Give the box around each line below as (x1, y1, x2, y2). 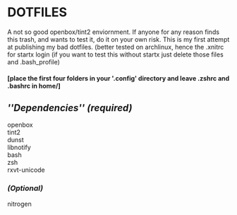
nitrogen (7, 199, 32, 208)
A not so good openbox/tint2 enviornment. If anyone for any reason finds (7, 28, 220, 36)
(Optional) (7, 183, 44, 193)
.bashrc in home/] (7, 81, 61, 90)
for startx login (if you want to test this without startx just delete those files (7, 50, 224, 59)
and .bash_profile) (7, 57, 60, 66)
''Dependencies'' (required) (7, 102, 133, 114)
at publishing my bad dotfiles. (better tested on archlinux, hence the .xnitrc (7, 42, 224, 51)
